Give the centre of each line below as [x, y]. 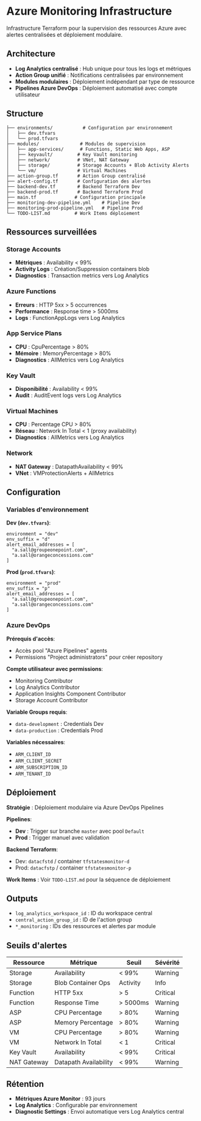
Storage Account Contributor [51, 700]
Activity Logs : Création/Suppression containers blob [82, 269]
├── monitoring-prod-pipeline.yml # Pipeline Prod [75, 208]
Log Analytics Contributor [48, 687]
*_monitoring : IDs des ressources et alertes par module [86, 926]
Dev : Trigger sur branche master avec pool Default [80, 831]
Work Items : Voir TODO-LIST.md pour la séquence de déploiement [88, 879]
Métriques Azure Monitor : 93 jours [60, 1098]
